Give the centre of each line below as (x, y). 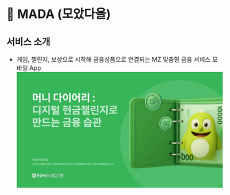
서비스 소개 (28, 42)
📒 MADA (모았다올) (59, 14)
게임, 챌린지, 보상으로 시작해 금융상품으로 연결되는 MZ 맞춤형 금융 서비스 (113, 59)
